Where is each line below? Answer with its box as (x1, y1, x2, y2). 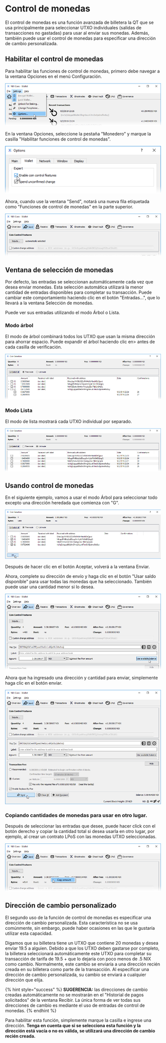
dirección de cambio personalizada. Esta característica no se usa (5, 919, 138, 926)
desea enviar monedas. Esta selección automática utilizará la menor (5, 284, 144, 290)
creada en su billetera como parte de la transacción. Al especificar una (5, 966, 149, 972)
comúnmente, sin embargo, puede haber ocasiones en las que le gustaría (5, 925, 155, 931)
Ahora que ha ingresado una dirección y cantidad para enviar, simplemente (5, 675, 158, 681)
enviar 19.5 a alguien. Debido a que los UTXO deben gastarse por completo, (5, 945, 160, 951)
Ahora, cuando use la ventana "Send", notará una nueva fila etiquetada (5, 198, 150, 204)
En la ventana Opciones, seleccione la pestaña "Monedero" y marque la (5, 131, 152, 137)
